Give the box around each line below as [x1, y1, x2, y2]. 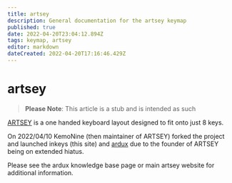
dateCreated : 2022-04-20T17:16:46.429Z [7, 51, 126, 58]
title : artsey [7, 10, 50, 18]
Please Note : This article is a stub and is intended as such [24, 104, 196, 113]
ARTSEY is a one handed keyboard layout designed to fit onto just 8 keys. [7, 118, 224, 127]
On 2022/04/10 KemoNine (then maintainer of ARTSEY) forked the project [7, 132, 225, 140]
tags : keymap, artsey [7, 37, 72, 44]
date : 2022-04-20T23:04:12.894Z [7, 30, 104, 38]
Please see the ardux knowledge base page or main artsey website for [7, 161, 215, 169]
